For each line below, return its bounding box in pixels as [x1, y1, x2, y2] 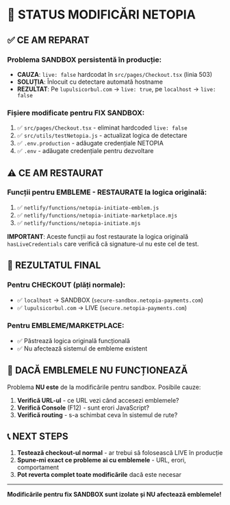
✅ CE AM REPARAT [7, 34, 90, 46]
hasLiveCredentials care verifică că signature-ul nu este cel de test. [7, 239, 199, 248]
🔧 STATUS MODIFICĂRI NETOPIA [7, 7, 196, 23]
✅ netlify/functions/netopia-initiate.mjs [16, 218, 141, 226]
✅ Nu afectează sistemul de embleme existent [16, 344, 148, 353]
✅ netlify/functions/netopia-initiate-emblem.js [16, 203, 159, 211]
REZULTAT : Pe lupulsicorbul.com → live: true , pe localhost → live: [16, 84, 216, 93]
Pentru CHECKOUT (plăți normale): [7, 280, 125, 290]
